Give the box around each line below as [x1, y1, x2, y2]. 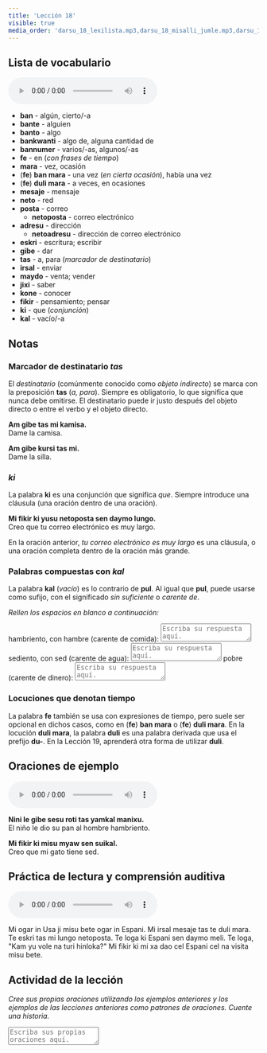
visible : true [8, 19, 56, 27]
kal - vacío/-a [19, 314, 65, 323]
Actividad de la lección [8, 973, 123, 987]
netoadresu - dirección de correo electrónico [31, 229, 181, 239]
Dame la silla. [8, 451, 52, 462]
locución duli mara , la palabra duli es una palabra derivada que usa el [8, 727, 237, 737]
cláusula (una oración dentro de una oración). [8, 498, 158, 508]
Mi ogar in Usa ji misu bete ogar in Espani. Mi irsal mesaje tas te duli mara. [8, 925, 251, 934]
